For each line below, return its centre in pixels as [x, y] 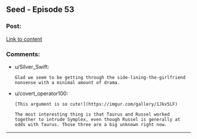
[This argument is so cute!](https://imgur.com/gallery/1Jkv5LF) [96, 104]
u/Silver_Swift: [32, 67]
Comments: [23, 54]
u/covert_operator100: [41, 93]
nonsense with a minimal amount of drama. [67, 82]
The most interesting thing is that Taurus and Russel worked [92, 114]
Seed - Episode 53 [40, 10]
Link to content [24, 39]
